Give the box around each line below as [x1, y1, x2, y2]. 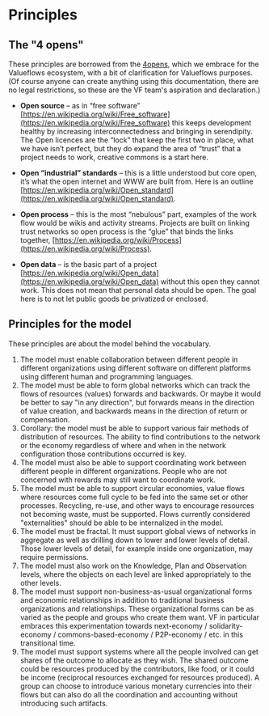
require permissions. [19, 552, 89, 561]
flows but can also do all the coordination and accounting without [19, 689, 238, 699]
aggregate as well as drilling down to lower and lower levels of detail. [19, 535, 250, 544]
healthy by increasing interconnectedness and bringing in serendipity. [19, 127, 253, 136]
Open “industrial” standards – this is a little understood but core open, [19, 168, 257, 177]
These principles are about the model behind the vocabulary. [8, 338, 212, 349]
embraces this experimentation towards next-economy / [19, 621, 208, 630]
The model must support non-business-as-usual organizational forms [19, 587, 253, 596]
